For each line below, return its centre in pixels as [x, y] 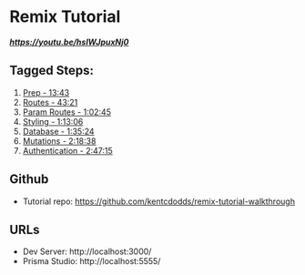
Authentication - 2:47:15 [68, 150]
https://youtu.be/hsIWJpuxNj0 [69, 42]
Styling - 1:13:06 [53, 121]
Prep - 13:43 [46, 92]
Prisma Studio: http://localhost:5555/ [91, 261]
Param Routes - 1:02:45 [67, 112]
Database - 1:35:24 [58, 131]
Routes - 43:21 [50, 102]
